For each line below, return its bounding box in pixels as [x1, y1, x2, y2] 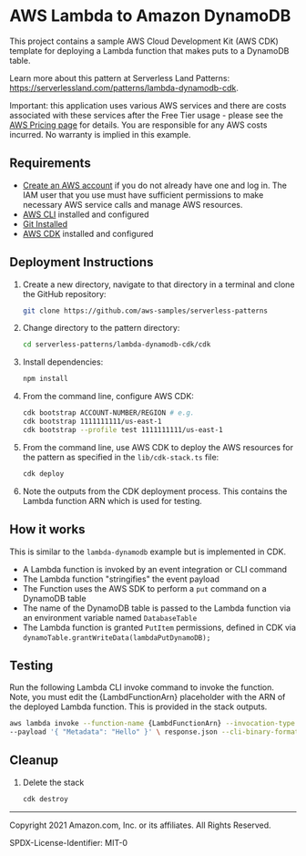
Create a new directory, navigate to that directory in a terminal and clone [22, 279, 295, 290]
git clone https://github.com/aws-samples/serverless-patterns [22, 306, 269, 315]
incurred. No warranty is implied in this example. [9, 129, 191, 139]
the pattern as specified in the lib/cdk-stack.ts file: [22, 451, 219, 462]
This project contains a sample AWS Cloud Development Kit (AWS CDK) [9, 36, 280, 46]
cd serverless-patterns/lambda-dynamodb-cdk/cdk [22, 340, 211, 349]
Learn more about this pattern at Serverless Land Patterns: [9, 72, 230, 83]
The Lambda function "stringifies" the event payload [22, 573, 220, 584]
